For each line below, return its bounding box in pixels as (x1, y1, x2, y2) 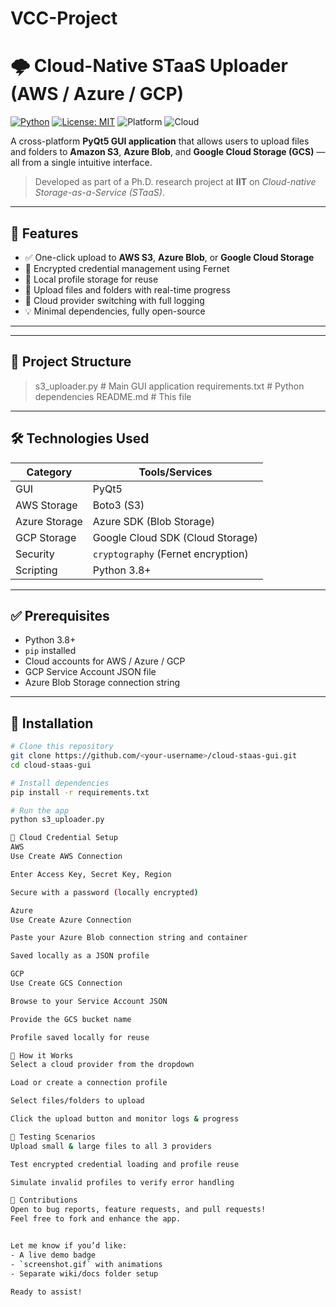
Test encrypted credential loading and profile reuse (10, 1159, 240, 1169)
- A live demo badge (10, 1250, 97, 1260)
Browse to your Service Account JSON (10, 996, 168, 1006)
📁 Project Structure (10, 353, 132, 371)
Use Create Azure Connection (10, 915, 132, 925)
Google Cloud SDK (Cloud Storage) (92, 530, 259, 544)
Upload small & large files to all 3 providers (10, 1141, 213, 1151)
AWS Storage (15, 498, 78, 512)
